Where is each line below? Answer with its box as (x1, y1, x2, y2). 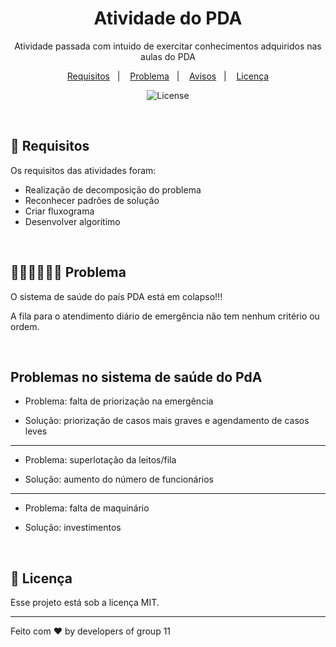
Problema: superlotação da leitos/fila (24, 454, 177, 466)
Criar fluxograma (24, 205, 95, 217)
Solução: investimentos (24, 522, 122, 534)
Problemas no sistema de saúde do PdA (10, 368, 263, 386)
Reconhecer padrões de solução (24, 194, 160, 206)
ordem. (10, 320, 40, 332)
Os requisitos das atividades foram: (10, 164, 157, 176)
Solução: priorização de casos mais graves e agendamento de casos (24, 415, 310, 427)
